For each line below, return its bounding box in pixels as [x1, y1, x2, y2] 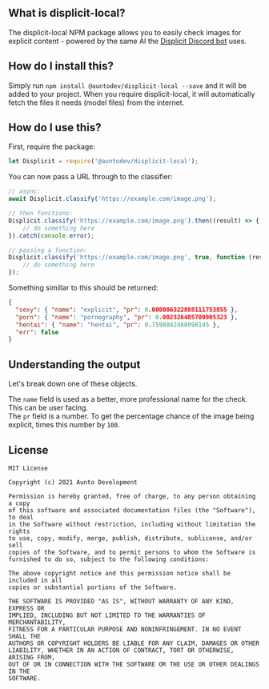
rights [8, 527, 30, 535]
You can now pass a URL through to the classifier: [8, 172, 173, 182]
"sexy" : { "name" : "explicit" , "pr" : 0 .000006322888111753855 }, [15, 306, 239, 314]
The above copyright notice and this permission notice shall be [8, 569, 231, 577]
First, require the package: [8, 142, 96, 151]
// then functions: [8, 210, 74, 218]
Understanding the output [8, 358, 141, 371]
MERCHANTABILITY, [8, 618, 66, 627]
